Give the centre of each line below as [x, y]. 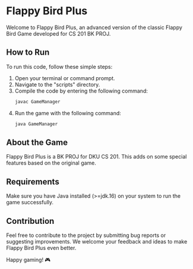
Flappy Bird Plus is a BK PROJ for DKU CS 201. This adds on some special [96, 157]
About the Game [37, 142]
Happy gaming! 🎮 [29, 259]
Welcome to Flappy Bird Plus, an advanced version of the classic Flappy [94, 27]
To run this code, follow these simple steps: [59, 67]
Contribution [30, 221]
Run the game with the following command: [68, 113]
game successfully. [30, 202]
